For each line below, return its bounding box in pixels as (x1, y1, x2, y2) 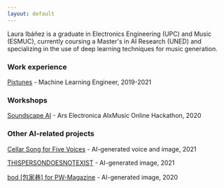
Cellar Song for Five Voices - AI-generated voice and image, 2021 (7, 145, 197, 153)
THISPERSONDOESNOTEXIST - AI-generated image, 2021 (7, 159, 175, 167)
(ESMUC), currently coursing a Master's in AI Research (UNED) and (7, 36, 202, 46)
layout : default (7, 10, 55, 18)
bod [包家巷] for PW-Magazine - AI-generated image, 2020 (7, 173, 178, 181)
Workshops (7, 95, 48, 105)
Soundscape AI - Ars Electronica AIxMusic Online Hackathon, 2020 (7, 112, 202, 120)
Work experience (7, 62, 67, 72)
